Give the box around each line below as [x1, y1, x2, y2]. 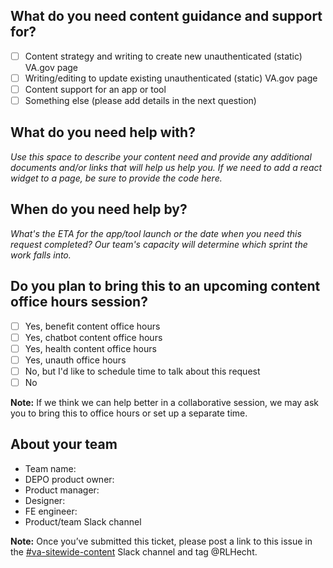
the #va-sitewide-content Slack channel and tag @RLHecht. [10, 545, 258, 558]
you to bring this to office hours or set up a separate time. [10, 407, 248, 419]
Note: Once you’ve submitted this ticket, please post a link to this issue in [10, 535, 313, 547]
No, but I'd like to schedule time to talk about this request [24, 365, 261, 377]
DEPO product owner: [24, 473, 115, 485]
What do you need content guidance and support [10, 8, 323, 25]
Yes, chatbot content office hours [24, 331, 163, 343]
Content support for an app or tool [24, 83, 167, 95]
